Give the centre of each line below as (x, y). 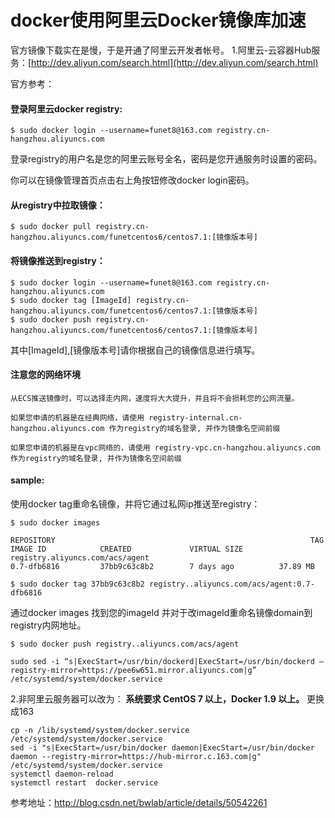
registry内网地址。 (48, 625)
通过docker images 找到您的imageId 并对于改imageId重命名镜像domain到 (161, 612)
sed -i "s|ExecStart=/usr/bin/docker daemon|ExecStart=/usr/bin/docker (162, 747)
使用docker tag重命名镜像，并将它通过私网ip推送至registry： (135, 503)
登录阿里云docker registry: (66, 108)
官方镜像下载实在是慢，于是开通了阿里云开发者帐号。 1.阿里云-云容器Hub (161, 50)
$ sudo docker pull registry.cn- (80, 227)
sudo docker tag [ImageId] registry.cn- (104, 300)
